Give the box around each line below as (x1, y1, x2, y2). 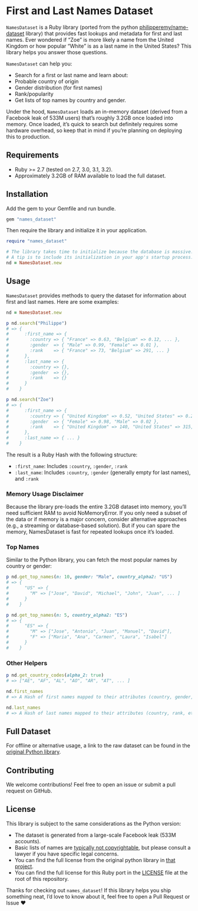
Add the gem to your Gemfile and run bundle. (6, 205, 116, 212)
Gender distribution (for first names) (14, 84, 103, 91)
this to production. (6, 133, 51, 140)
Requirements (6, 150, 59, 160)
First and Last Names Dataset (6, 4, 153, 18)
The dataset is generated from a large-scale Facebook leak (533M (14, 831, 176, 838)
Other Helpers (6, 659, 48, 667)
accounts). (14, 837, 41, 844)
